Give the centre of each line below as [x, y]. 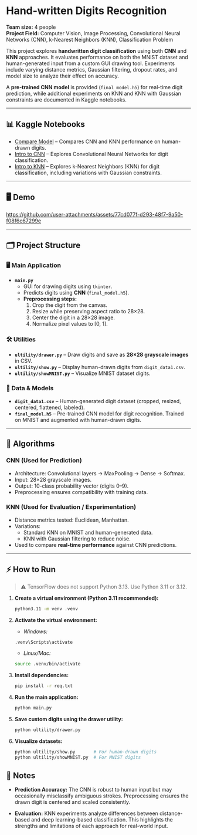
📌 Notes [21, 776]
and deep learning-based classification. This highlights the [102, 820]
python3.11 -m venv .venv [46, 608]
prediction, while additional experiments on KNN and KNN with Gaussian [94, 93]
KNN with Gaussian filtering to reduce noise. [77, 539]
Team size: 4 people [31, 27]
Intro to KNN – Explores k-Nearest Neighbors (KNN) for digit [87, 166]
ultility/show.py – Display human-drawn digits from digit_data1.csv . [100, 367]
